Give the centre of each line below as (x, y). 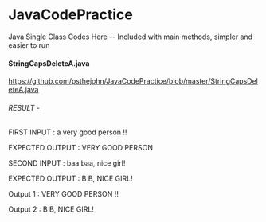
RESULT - (24, 107)
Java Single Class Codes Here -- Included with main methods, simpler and (131, 37)
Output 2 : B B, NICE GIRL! (51, 209)
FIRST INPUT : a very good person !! (68, 132)
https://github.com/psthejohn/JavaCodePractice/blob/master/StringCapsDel (133, 81)
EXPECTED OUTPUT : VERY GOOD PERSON (81, 148)
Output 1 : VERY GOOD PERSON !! (64, 194)
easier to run (29, 45)
